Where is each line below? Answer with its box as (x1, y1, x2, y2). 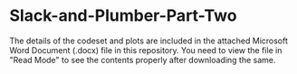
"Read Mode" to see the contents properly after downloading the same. (9, 54, 276, 65)
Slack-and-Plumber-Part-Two (9, 5, 237, 26)
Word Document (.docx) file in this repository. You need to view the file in (9, 44, 283, 55)
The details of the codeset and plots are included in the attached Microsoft (9, 35, 288, 46)
